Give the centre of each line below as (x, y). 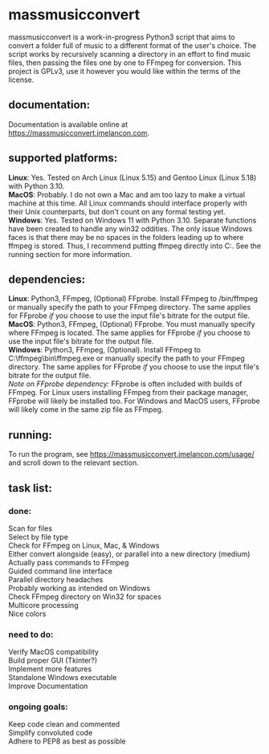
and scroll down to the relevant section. (73, 463)
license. (21, 79)
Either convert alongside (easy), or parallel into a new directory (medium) (129, 554)
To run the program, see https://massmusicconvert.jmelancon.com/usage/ (131, 454)
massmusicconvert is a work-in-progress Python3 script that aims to (122, 37)
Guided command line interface (60, 571)
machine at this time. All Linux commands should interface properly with (128, 203)
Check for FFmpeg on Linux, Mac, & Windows (84, 545)
